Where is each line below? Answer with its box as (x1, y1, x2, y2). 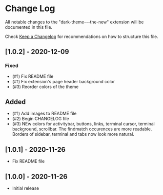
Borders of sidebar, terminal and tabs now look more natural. (12, 131, 134, 137)
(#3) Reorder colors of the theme (12, 84, 79, 89)
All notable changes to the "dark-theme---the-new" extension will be (5, 19, 144, 25)
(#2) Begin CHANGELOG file (12, 116, 69, 122)
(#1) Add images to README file (12, 110, 77, 117)
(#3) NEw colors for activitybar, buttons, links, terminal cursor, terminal (12, 121, 155, 127)
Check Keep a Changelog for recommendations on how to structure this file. (5, 34, 159, 39)
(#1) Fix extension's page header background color (12, 78, 115, 84)
